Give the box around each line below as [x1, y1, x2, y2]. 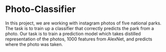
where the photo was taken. [5, 41, 63, 47]
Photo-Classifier [5, 3, 76, 15]
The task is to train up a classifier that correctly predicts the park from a [5, 25, 154, 31]
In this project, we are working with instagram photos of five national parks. [5, 20, 162, 26]
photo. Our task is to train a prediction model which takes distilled [5, 30, 141, 36]
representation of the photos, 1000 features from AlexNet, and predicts [5, 36, 152, 42]
